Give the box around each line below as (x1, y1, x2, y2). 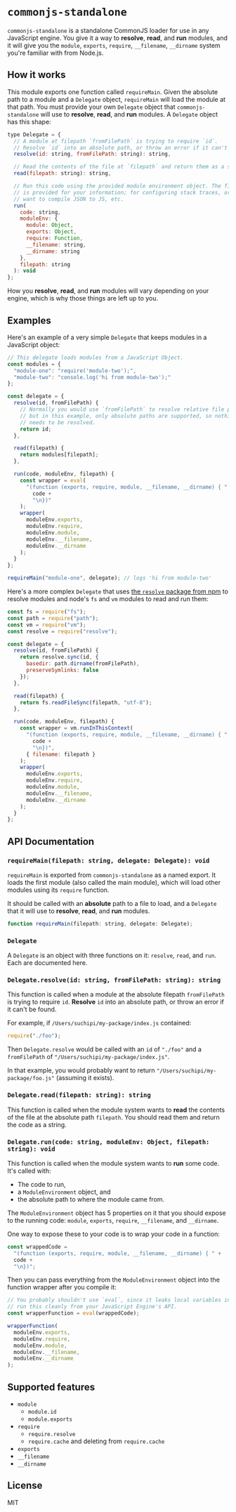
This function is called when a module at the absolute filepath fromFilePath (7, 990, 225, 999)
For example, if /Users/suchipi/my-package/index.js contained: (7, 1019, 192, 1027)
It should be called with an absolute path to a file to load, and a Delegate (7, 900, 217, 907)
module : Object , (25, 222, 74, 229)
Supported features (7, 1381, 96, 1393)
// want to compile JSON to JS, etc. (13, 195, 124, 202)
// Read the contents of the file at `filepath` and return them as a (13, 164, 225, 171)
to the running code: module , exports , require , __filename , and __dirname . (7, 1216, 219, 1224)
